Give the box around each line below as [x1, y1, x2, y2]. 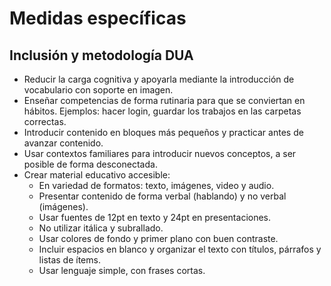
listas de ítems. [38, 254, 101, 266]
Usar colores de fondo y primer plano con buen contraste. [38, 233, 279, 244]
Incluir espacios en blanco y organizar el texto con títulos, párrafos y [38, 243, 322, 255]
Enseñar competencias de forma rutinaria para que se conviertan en [23, 95, 306, 106]
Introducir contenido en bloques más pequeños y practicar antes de [23, 127, 304, 138]
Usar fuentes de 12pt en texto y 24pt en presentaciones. [38, 212, 272, 223]
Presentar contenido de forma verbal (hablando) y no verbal [38, 190, 287, 202]
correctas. [23, 116, 67, 127]
